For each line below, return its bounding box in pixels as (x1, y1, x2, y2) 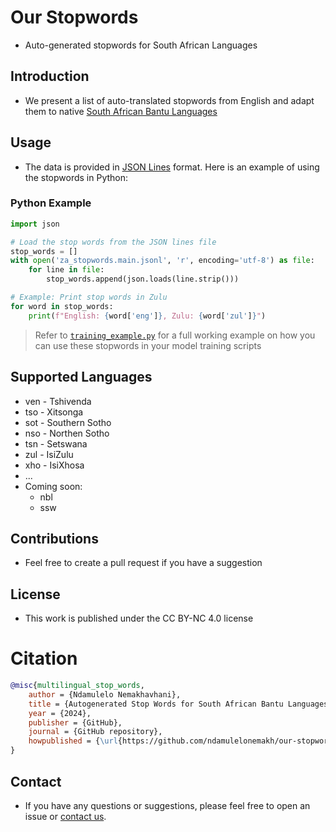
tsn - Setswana (24, 437, 88, 450)
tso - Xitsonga (24, 406, 84, 418)
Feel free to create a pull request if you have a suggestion (24, 557, 263, 569)
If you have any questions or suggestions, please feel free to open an (24, 799, 311, 811)
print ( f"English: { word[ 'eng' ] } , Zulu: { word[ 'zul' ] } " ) (28, 311, 267, 321)
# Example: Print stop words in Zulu (10, 292, 168, 303)
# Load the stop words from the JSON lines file (10, 237, 217, 247)
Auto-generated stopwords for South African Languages (24, 39, 258, 51)
